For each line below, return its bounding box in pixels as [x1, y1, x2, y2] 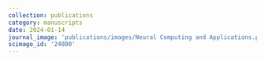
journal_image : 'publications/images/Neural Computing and [8, 33, 207, 41]
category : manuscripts [8, 19, 83, 26]
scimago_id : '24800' [8, 41, 77, 48]
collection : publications [8, 11, 93, 19]
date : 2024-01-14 [8, 26, 65, 34]
